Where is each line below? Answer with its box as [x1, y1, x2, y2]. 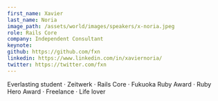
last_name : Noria [7, 16, 57, 23]
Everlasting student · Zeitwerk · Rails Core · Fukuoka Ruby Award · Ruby [7, 80, 212, 88]
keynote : [7, 42, 33, 49]
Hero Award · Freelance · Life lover [7, 87, 106, 96]
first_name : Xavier [7, 10, 64, 17]
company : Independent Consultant [7, 36, 104, 43]
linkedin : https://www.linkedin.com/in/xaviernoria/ [7, 55, 163, 62]
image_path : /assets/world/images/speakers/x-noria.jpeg [7, 23, 175, 30]
